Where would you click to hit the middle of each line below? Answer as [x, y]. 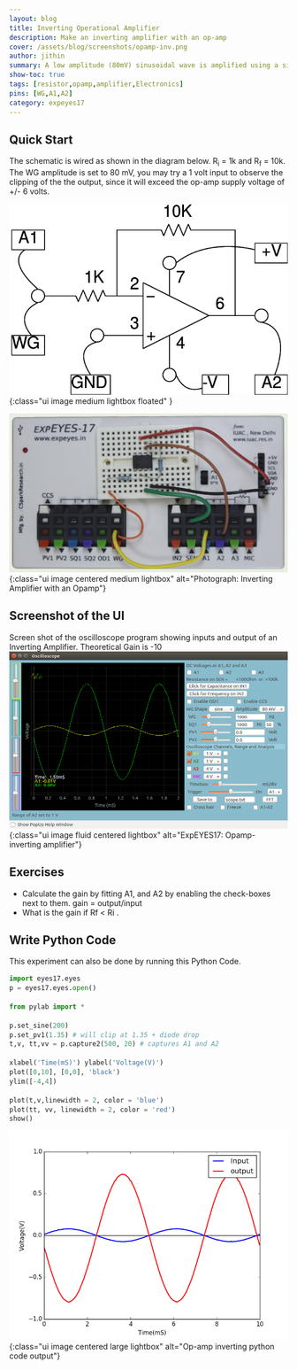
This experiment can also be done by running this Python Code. [125, 962]
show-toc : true [37, 75]
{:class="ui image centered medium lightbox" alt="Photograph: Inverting [141, 578]
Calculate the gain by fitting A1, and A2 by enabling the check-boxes [146, 894]
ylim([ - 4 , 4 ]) [33, 1081]
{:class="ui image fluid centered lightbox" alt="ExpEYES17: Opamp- [133, 835]
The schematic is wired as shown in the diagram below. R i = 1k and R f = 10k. [147, 162]
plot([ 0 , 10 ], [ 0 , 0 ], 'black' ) [65, 1072]
